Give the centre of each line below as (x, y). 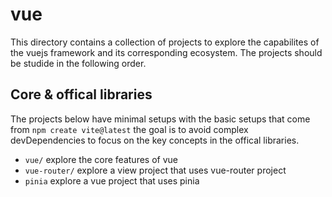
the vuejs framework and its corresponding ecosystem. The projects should (166, 52)
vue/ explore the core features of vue (101, 159)
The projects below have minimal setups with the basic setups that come (160, 119)
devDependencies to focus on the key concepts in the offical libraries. (155, 140)
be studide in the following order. (78, 63)
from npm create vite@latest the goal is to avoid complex (129, 129)
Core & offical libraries (81, 94)
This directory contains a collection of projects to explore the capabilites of (165, 42)
